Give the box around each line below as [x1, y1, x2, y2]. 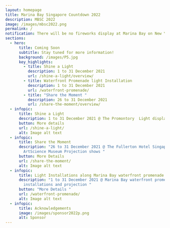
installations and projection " [23, 182, 92, 187]
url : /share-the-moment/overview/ [27, 102, 101, 107]
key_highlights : [18, 59, 53, 64]
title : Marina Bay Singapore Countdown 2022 [5, 12, 101, 17]
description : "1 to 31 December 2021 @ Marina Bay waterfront [18, 177, 153, 183]
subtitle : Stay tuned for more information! [18, 50, 114, 55]
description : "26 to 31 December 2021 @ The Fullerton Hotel [18, 144, 151, 150]
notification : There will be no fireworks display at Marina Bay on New [5, 31, 162, 36]
